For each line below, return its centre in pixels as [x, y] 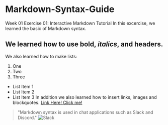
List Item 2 [23, 92]
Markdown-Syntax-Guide [60, 9]
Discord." [27, 117]
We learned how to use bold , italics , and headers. [84, 44]
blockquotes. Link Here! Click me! [47, 102]
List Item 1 [23, 86]
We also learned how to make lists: [41, 56]
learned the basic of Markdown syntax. [46, 28]
